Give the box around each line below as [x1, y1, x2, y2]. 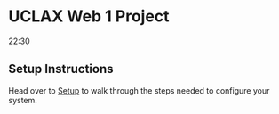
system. [8, 94, 37, 105]
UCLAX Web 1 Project [8, 6, 170, 27]
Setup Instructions [8, 61, 114, 77]
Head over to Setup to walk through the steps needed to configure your [8, 85, 270, 95]
